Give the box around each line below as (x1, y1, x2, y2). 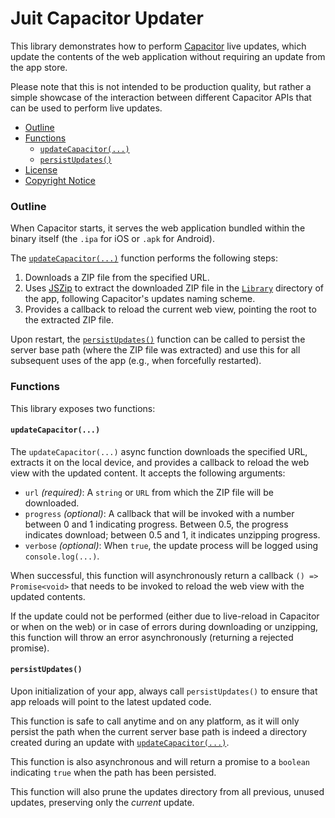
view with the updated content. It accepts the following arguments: (10, 467, 286, 479)
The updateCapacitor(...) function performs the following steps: (10, 252, 278, 264)
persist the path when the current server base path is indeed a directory (10, 725, 308, 737)
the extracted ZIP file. (24, 314, 114, 326)
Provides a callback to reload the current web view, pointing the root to (24, 303, 317, 316)
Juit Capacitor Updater (10, 7, 204, 30)
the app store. (10, 61, 68, 73)
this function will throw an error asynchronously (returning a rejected (10, 631, 294, 643)
